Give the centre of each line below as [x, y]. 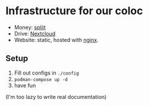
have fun [25, 85]
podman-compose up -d [41, 79]
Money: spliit [30, 27]
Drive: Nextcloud [35, 33]
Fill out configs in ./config [47, 73]
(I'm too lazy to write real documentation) [56, 97]
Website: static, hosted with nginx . [56, 40]
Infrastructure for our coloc [74, 11]
